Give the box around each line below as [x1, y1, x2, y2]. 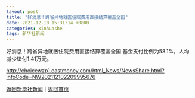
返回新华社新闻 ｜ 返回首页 [6, 86, 69, 93]
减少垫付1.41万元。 [6, 55, 52, 62]
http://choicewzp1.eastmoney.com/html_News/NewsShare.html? [6, 67, 165, 74]
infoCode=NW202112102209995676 [6, 74, 96, 81]
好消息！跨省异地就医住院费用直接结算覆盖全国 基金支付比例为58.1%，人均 [6, 48, 190, 55]
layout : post [6, 8, 39, 15]
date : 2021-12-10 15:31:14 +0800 [6, 20, 89, 26]
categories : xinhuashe [6, 25, 63, 31]
